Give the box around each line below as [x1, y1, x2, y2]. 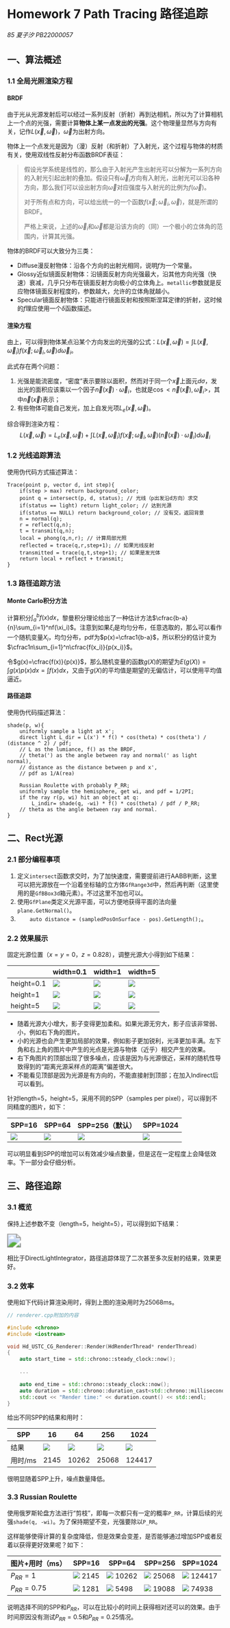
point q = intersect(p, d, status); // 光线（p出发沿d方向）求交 [19, 495, 199, 501]
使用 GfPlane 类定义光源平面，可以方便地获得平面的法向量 [16, 897, 177, 905]
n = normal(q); [19, 515, 63, 522]
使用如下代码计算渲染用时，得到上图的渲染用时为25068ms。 [7, 1298, 178, 1306]
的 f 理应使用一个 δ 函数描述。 [16, 304, 96, 313]
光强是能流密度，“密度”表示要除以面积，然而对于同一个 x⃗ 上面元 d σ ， [16, 376, 212, 385]
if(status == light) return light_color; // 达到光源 [19, 502, 172, 509]
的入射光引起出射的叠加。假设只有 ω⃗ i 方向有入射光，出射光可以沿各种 [23, 173, 220, 183]
